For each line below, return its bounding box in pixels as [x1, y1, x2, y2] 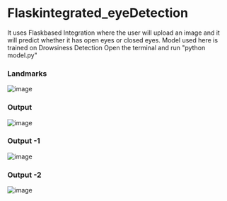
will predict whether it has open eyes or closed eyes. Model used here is [7, 35, 218, 44]
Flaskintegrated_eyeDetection [7, 5, 189, 21]
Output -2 [7, 170, 42, 180]
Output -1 [7, 136, 40, 146]
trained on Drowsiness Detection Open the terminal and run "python [7, 43, 206, 52]
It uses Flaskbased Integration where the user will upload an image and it [7, 28, 221, 37]
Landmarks [7, 69, 47, 79]
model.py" [7, 51, 37, 59]
